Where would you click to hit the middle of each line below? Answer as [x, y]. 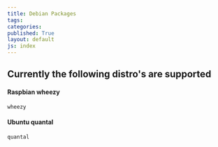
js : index [22, 46]
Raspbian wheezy [34, 92]
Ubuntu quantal [30, 122]
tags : [15, 20]
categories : [24, 26]
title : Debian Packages [42, 14]
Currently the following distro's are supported [109, 74]
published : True [31, 33]
